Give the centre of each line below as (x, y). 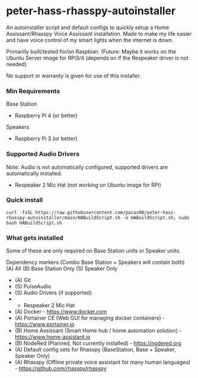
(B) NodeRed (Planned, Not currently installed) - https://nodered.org (98, 344)
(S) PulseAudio (33, 286)
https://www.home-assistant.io (52, 337)
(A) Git (23, 280)
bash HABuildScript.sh (34, 223)
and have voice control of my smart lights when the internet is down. (90, 40)
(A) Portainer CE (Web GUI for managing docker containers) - (90, 318)
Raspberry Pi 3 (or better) (46, 138)
